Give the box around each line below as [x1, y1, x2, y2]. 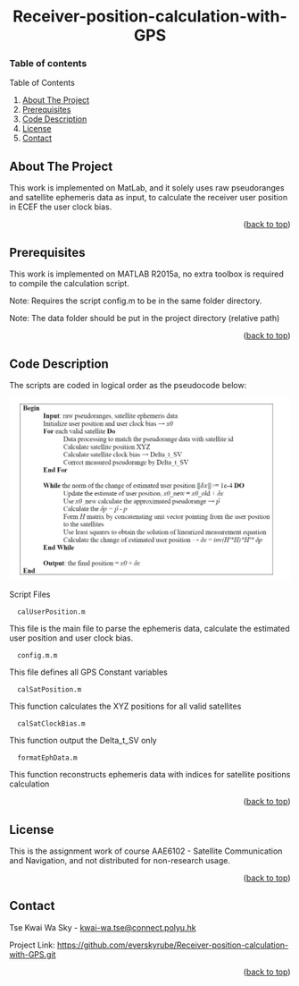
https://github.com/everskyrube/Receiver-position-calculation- [56, 939, 289, 950]
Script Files [9, 589, 51, 600]
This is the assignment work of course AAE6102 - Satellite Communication [9, 846, 283, 856]
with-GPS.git [9, 948, 56, 959]
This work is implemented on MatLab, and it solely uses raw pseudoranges [9, 183, 285, 193]
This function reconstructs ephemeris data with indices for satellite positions [9, 769, 291, 780]
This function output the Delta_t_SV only [9, 735, 158, 746]
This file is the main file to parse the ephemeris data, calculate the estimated [9, 624, 290, 634]
